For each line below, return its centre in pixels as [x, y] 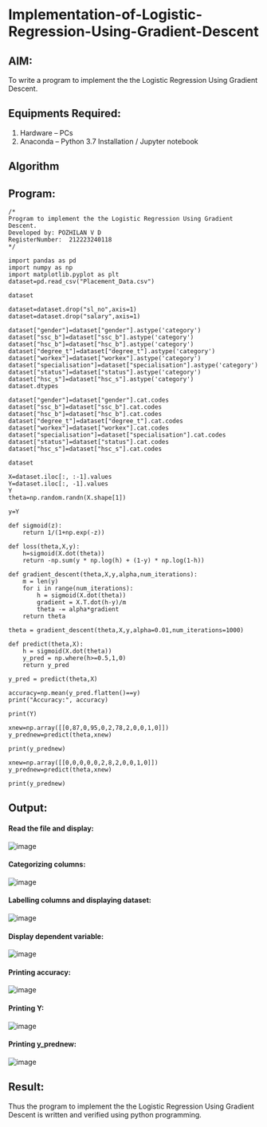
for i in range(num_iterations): [78, 589]
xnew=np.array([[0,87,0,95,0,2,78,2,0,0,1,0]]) [89, 728]
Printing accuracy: [40, 972]
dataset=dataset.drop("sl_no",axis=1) [73, 310]
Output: [28, 808]
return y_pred [46, 666]
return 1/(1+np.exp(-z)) [64, 533]
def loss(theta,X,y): [44, 547]
